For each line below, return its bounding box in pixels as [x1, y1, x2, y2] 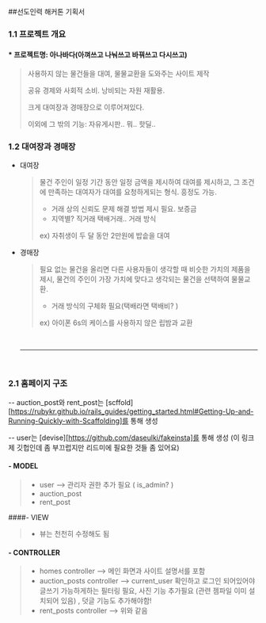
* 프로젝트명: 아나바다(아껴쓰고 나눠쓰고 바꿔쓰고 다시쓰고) [8, 50, 188, 59]
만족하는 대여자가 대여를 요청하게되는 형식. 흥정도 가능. [47, 187, 218, 197]
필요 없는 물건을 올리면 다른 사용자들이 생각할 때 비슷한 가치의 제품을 [39, 265, 251, 274]
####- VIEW [8, 512, 49, 522]
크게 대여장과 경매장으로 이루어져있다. [27, 102, 145, 113]
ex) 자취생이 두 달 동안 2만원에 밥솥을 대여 [39, 231, 170, 240]
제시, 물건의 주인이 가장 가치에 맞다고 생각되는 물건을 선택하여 [39, 274, 230, 284]
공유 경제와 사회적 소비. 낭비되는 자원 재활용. [27, 86, 165, 95]
